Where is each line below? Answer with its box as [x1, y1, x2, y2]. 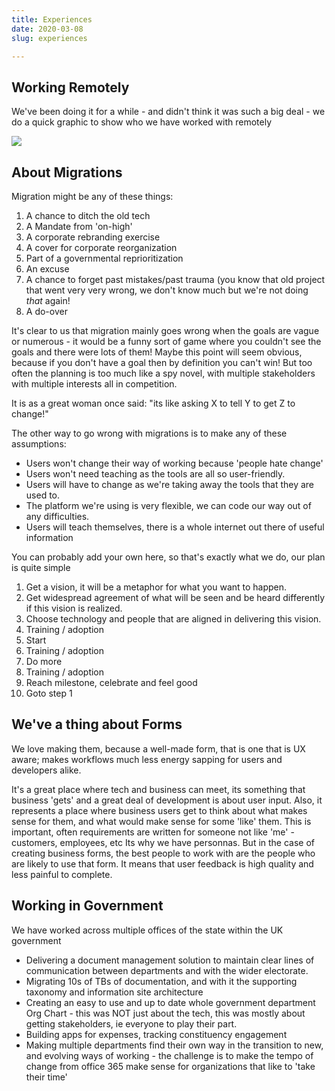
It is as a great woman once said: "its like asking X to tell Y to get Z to [11, 397, 296, 409]
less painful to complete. [11, 868, 113, 880]
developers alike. [11, 764, 82, 776]
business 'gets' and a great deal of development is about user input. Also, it [11, 794, 323, 806]
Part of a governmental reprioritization [25, 252, 184, 264]
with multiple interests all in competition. [11, 378, 178, 390]
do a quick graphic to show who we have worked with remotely [11, 116, 273, 128]
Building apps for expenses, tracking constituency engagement [25, 1028, 288, 1040]
